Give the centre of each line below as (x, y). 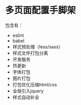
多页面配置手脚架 (41, 10)
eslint (18, 35)
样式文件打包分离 (30, 53)
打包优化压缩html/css (35, 84)
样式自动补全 (26, 97)
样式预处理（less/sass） (38, 46)
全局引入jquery (28, 91)
